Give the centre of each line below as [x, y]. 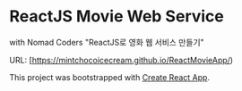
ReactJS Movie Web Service [117, 17]
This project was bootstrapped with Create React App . [110, 77]
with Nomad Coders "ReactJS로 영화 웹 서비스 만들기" [107, 42]
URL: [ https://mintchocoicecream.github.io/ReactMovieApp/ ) [121, 60]
